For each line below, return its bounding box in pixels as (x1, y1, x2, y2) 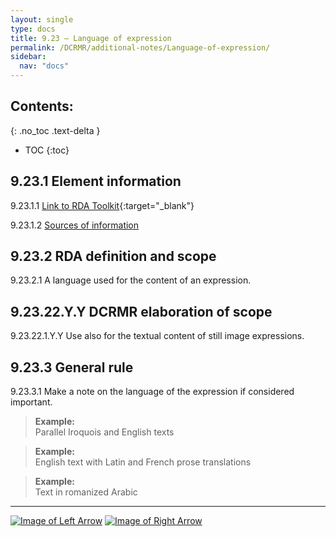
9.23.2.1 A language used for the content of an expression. (10, 274, 252, 286)
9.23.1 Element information (10, 173, 182, 190)
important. (10, 396, 53, 408)
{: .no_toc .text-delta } (10, 124, 101, 136)
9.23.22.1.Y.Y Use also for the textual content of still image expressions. (10, 330, 305, 342)
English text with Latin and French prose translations (34, 456, 252, 468)
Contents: (10, 98, 74, 115)
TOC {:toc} (24, 144, 70, 156)
